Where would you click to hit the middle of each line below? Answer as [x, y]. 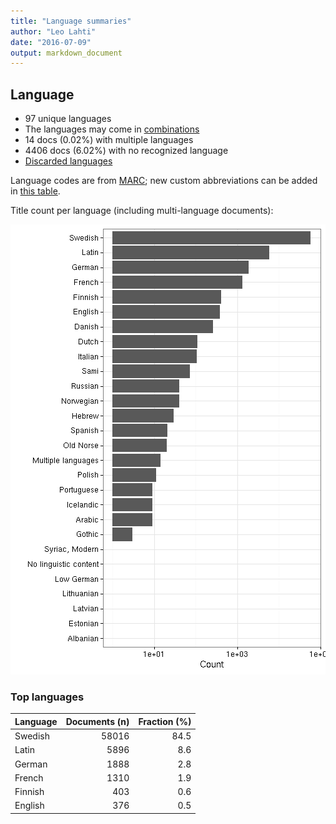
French [29, 777]
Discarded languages [68, 161]
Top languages [47, 697]
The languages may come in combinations [112, 129]
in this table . [35, 191]
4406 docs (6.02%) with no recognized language [126, 151]
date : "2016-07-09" [51, 42]
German [31, 764]
